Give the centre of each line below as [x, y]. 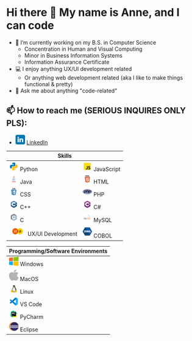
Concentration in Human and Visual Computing [83, 49]
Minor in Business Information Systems [73, 55]
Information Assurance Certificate [67, 62]
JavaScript [107, 169]
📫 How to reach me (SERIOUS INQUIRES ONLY [96, 111]
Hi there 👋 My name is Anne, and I [93, 13]
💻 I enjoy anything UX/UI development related [73, 69]
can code [30, 25]
